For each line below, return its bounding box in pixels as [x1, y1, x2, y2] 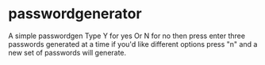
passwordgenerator [8, 5, 142, 23]
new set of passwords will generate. [8, 48, 127, 57]
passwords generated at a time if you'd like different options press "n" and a [8, 39, 258, 48]
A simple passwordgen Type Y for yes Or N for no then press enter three [8, 31, 246, 40]
